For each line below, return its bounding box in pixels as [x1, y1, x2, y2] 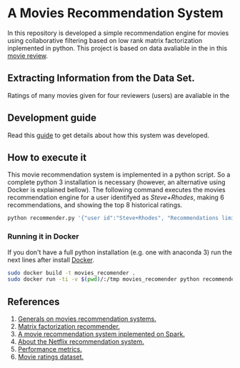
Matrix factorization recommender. [17, 322, 120, 331]
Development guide [7, 112, 97, 124]
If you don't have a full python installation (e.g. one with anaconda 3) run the [7, 248, 232, 257]
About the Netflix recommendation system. [17, 337, 144, 346]
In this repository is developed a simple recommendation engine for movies [7, 29, 229, 37]
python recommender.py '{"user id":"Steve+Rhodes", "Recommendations [7, 214, 219, 222]
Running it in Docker [7, 232, 79, 242]
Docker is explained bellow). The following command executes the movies [7, 186, 226, 194]
